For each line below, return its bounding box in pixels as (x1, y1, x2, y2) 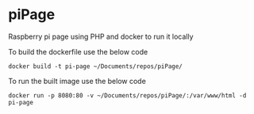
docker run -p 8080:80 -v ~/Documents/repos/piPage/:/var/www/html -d (8, 91, 247, 100)
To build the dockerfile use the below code (8, 47, 148, 56)
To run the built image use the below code (8, 76, 147, 85)
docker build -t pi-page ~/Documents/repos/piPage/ (8, 62, 183, 70)
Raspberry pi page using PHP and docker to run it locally (8, 32, 194, 41)
